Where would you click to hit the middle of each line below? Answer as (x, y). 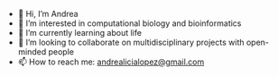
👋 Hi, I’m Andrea (48, 14)
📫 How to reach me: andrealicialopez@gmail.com (111, 62)
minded (32, 52)
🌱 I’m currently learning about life (80, 33)
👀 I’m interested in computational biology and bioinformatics (130, 23)
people (61, 52)
